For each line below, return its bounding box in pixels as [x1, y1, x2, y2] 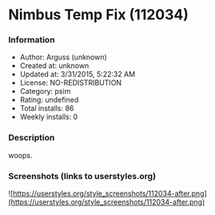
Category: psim [19, 87, 71, 96]
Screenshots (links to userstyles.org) [8, 170, 157, 181]
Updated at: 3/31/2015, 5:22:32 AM [19, 70, 136, 79]
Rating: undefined [19, 95, 79, 105]
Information [8, 34, 55, 46]
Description [8, 132, 55, 144]
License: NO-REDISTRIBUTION [19, 78, 122, 87]
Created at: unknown [19, 61, 90, 71]
